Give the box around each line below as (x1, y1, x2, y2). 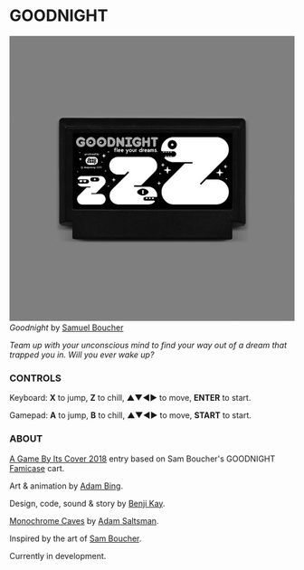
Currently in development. (9, 550, 107, 561)
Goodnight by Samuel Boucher (9, 322, 124, 333)
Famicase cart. (9, 462, 65, 473)
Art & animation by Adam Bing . (9, 480, 124, 491)
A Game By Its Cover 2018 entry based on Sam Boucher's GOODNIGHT (9, 453, 276, 464)
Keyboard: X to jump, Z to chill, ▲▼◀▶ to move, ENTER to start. (9, 393, 252, 404)
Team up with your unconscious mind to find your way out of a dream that (9, 339, 288, 350)
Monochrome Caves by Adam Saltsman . (9, 515, 159, 526)
